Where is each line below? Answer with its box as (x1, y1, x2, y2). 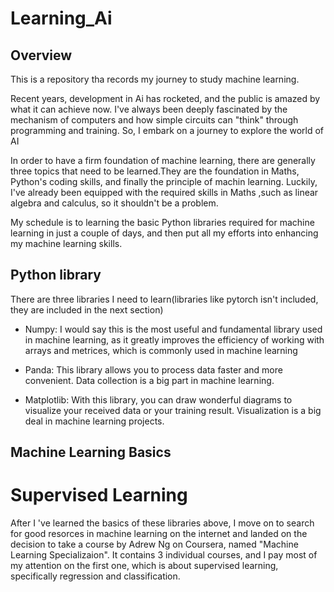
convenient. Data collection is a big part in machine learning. (24, 374, 275, 386)
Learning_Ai (10, 7, 113, 30)
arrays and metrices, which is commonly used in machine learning (24, 344, 298, 356)
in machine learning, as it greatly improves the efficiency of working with (24, 333, 325, 346)
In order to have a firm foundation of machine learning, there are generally (10, 155, 316, 166)
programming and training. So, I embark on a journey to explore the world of (10, 125, 325, 136)
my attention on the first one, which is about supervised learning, (10, 560, 279, 572)
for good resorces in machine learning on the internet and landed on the (10, 528, 308, 540)
